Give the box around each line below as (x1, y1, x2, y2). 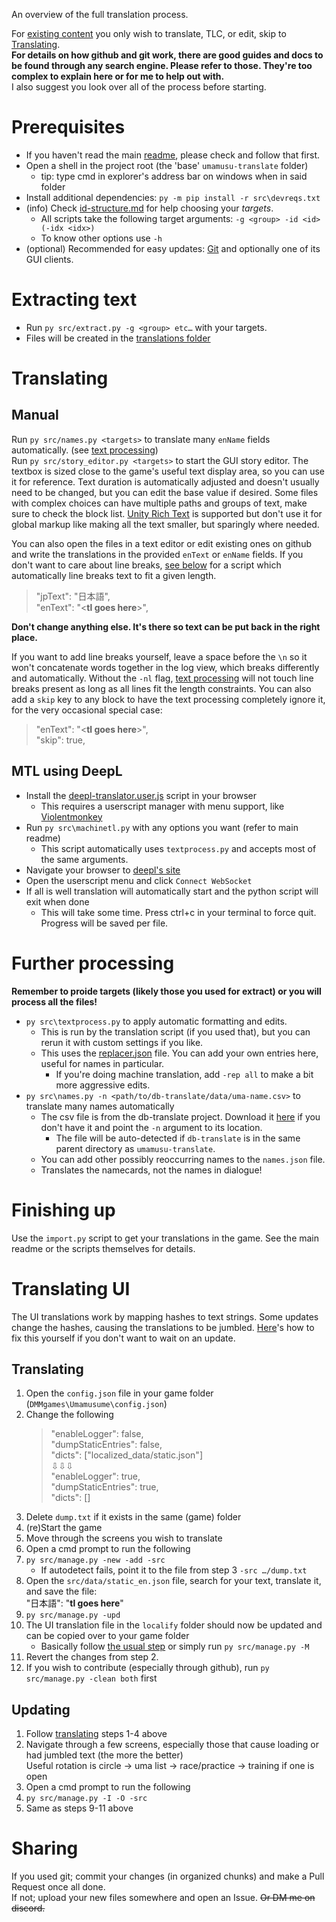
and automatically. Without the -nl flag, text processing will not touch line (11, 672, 314, 684)
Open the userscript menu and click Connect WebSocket (25, 874, 253, 886)
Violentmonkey (40, 810, 103, 823)
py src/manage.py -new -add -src (25, 1555, 166, 1566)
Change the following (25, 1409, 114, 1421)
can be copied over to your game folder (25, 1630, 190, 1642)
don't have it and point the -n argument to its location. (40, 1121, 263, 1133)
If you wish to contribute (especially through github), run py (25, 1662, 270, 1674)
